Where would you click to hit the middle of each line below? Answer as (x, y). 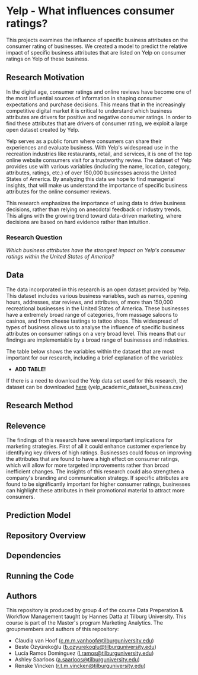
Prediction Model (39, 515)
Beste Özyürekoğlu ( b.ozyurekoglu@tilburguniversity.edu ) (86, 647)
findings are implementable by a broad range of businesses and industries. (98, 340)
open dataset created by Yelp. (43, 129)
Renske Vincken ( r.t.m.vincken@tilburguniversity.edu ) (80, 666)
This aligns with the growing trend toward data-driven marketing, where (94, 215)
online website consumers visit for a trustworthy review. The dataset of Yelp (99, 160)
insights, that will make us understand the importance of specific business (97, 185)
